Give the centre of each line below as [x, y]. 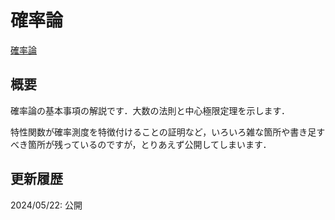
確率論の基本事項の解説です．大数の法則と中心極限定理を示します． [150, 110]
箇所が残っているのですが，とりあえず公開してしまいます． [149, 144]
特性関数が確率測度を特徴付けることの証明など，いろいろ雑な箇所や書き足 [163, 132]
